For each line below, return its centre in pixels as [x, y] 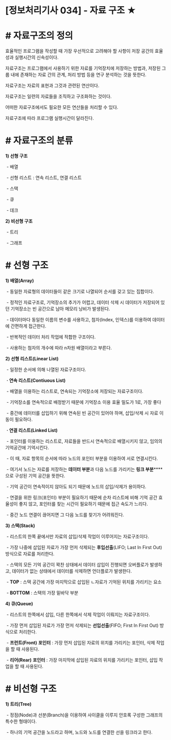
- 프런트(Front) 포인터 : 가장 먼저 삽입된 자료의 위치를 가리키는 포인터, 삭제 [81, 643]
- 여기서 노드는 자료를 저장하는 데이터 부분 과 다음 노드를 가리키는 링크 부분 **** [84, 469]
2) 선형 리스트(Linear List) [32, 358]
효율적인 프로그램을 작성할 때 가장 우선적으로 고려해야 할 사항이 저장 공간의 [80, 51]
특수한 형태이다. [21, 721]
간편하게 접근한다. [28, 326]
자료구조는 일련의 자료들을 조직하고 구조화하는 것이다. [58, 96]
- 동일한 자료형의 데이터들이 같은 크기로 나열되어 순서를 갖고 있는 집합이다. [80, 291]
